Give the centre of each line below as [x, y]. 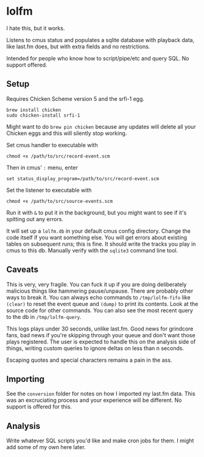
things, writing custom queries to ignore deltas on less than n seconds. [95, 348]
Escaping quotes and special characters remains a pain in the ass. [89, 360]
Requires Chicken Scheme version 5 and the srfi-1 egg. [76, 98]
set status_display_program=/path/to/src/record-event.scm [83, 178]
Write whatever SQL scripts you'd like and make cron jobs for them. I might [100, 441]
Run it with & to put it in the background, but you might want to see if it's [97, 213]
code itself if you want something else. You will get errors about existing [97, 237]
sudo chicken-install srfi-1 [43, 115]
